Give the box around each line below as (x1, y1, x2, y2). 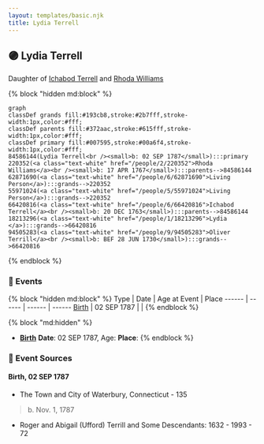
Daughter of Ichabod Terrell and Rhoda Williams (8, 74, 164, 84)
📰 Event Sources (8, 353, 73, 364)
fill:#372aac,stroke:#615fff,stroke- (68, 125, 192, 133)
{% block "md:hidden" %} (8, 317, 93, 327)
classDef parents (8, 125, 65, 133)
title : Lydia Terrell (8, 19, 80, 27)
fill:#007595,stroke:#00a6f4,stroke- (68, 139, 192, 147)
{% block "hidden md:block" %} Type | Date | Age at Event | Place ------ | (8, 293, 248, 304)
